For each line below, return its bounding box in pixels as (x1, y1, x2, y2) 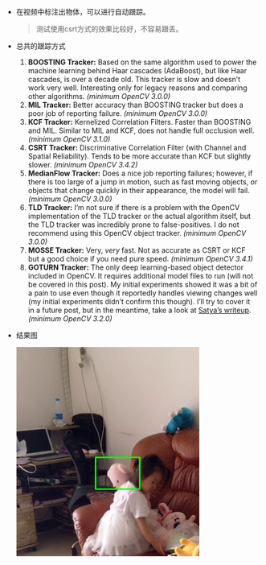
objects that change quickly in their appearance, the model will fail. (27, 186, 251, 195)
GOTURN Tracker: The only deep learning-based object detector (27, 262, 243, 272)
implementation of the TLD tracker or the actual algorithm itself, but (27, 212, 252, 221)
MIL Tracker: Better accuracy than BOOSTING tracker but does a (27, 100, 243, 109)
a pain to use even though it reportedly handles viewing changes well (27, 288, 258, 298)
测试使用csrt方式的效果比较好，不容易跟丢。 (35, 24, 183, 34)
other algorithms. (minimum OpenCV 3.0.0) (27, 92, 171, 101)
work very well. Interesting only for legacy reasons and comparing (27, 83, 248, 93)
